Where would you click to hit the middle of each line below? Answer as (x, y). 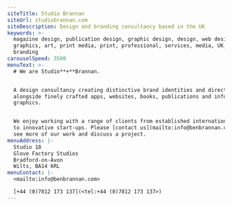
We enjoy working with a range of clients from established (101, 122)
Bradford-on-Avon (38, 160)
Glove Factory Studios (46, 153)
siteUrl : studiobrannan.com (48, 20)
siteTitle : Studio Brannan (46, 13)
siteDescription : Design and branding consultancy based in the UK (106, 26)
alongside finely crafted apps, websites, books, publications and (113, 96)
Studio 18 (27, 147)
